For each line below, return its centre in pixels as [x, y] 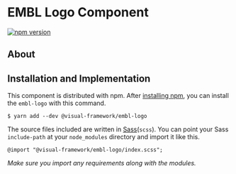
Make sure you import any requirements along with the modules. [102, 163]
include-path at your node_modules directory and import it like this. [103, 137]
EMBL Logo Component [78, 12]
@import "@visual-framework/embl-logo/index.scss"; [85, 150]
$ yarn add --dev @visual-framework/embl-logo [77, 116]
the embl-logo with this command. [57, 103]
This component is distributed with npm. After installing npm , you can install [118, 96]
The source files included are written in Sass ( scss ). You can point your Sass [118, 129]
